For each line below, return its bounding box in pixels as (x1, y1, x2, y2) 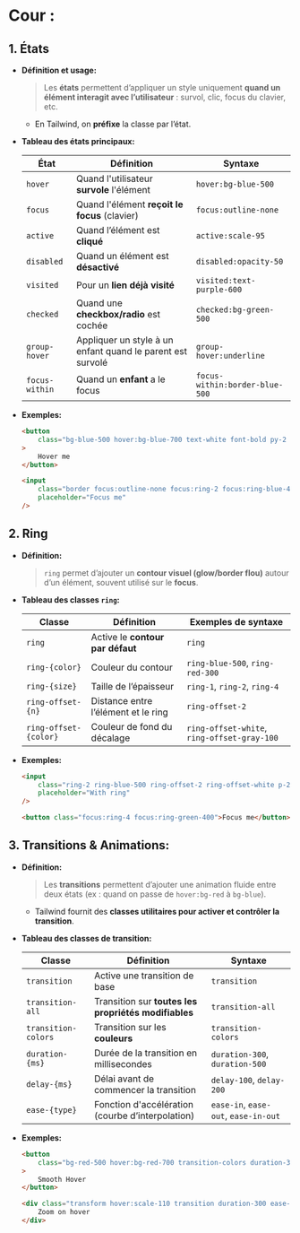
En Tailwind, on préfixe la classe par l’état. (34, 118, 192, 129)
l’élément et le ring (90, 706, 169, 718)
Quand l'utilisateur (76, 172, 153, 185)
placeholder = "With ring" (38, 788, 131, 798)
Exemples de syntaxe (190, 615, 284, 628)
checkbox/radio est (76, 308, 160, 320)
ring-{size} (25, 681, 77, 691)
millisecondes (94, 1057, 153, 1070)
